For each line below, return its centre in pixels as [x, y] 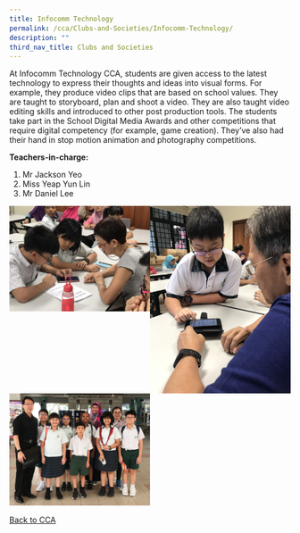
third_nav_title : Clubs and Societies [81, 47]
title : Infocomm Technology [62, 19]
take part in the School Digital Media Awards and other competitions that [143, 121]
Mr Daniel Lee [48, 194]
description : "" [39, 37]
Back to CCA [33, 520]
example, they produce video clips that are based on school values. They [144, 93]
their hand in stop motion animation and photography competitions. [133, 140]
